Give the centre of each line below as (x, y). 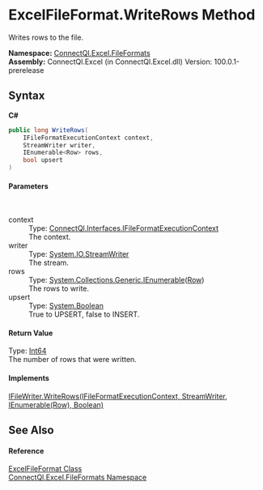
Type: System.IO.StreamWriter (79, 254)
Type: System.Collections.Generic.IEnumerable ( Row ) (117, 280)
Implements (29, 378)
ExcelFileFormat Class (45, 469)
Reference (26, 450)
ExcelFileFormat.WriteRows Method (132, 15)
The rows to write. (59, 288)
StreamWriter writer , (59, 145)
